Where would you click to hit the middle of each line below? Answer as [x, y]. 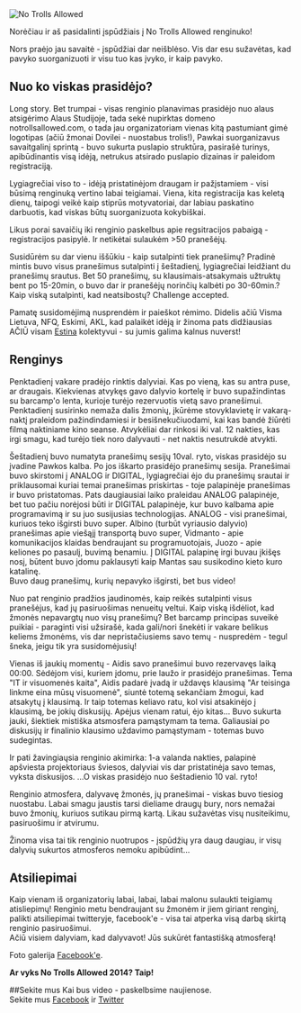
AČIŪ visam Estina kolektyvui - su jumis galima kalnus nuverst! [125, 331]
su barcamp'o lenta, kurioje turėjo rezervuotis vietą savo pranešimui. [136, 401]
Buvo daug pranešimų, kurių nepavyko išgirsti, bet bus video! [123, 581]
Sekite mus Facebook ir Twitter [66, 999]
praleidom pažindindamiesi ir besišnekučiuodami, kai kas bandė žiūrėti [160, 420]
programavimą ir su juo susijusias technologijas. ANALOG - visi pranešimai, [148, 513]
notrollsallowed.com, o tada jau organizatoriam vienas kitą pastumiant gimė [149, 127]
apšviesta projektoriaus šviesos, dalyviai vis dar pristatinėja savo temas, [142, 767]
